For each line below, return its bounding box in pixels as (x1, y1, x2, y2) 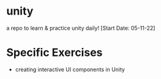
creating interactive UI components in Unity (15, 66, 125, 73)
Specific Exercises (6, 46, 103, 60)
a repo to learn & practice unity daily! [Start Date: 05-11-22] (6, 24, 155, 32)
